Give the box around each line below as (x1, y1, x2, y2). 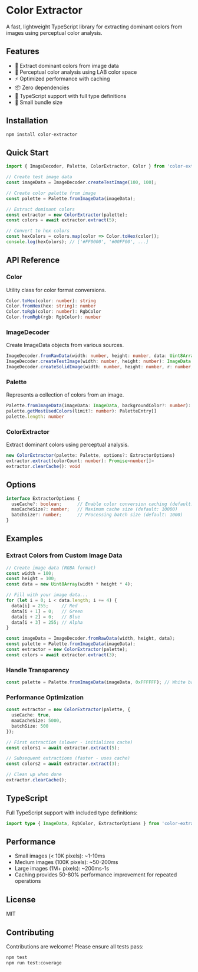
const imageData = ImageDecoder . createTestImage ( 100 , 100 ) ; (6, 179, 157, 185)
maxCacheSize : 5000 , (11, 718, 62, 724)
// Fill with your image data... (6, 592, 88, 598)
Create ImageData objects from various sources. (6, 342, 124, 349)
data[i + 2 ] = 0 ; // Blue (11, 614, 81, 620)
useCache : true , (11, 712, 51, 718)
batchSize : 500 (11, 723, 49, 729)
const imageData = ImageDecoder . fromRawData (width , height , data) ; (6, 636, 176, 642)
